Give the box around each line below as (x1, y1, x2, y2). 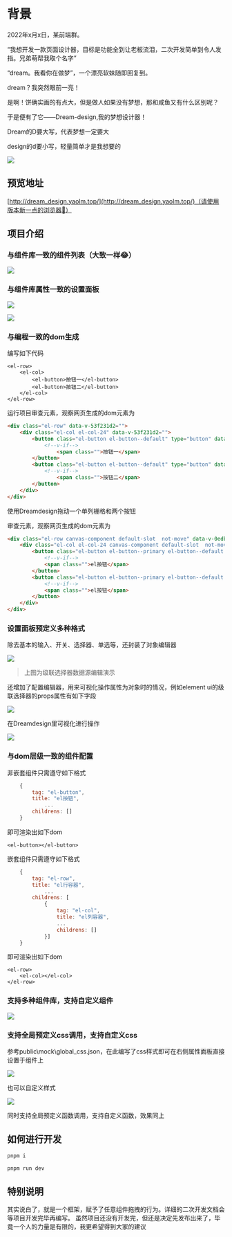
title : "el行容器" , (32, 881, 85, 888)
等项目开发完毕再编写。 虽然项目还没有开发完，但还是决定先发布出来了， (7, 1214, 215, 1222)
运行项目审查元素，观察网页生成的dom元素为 (7, 409, 135, 417)
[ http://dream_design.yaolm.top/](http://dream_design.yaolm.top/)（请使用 (7, 197, 220, 205)
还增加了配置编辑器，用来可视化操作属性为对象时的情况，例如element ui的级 (7, 683, 224, 692)
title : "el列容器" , (56, 914, 110, 921)
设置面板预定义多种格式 (7, 624, 85, 633)
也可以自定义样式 (7, 1083, 56, 1092)
